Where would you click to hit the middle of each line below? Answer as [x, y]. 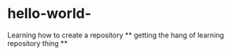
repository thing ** [38, 43]
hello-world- [50, 14]
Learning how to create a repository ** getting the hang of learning [116, 35]
